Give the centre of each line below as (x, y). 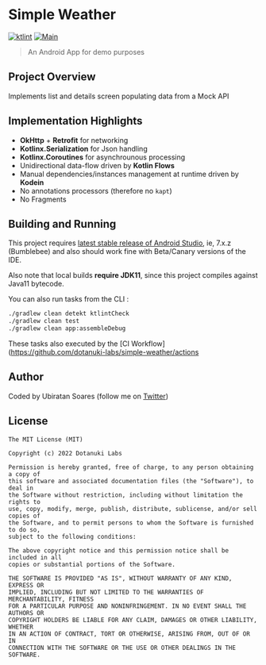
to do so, (25, 529)
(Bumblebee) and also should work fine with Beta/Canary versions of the (127, 252)
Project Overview (52, 77)
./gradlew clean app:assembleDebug (67, 329)
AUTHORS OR (26, 613)
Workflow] (148, 344)
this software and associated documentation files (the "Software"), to (131, 481)
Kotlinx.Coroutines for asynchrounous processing (102, 157)
